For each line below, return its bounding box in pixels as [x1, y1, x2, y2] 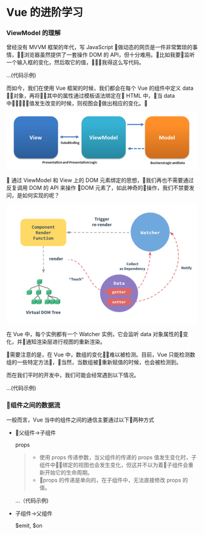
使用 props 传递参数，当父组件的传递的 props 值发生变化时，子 [39, 453, 197, 461]
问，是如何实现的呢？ [6, 192, 59, 199]
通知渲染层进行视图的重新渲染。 [25, 338, 106, 346]
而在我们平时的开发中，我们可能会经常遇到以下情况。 [6, 371, 140, 379]
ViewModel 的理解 [6, 29, 61, 37]
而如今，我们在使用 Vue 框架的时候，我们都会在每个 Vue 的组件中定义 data [6, 84, 194, 92]
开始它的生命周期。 [44, 468, 93, 476]
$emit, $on [15, 522, 42, 529]
